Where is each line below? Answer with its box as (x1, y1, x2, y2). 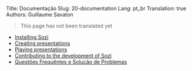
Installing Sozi (14, 34, 49, 40)
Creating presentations (14, 40, 70, 47)
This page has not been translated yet (20, 23, 113, 29)
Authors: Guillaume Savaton (6, 11, 73, 18)
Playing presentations (14, 46, 68, 53)
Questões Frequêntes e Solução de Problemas (14, 58, 127, 65)
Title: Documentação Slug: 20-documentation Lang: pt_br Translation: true (6, 5, 187, 12)
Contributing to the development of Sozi (14, 52, 112, 59)
